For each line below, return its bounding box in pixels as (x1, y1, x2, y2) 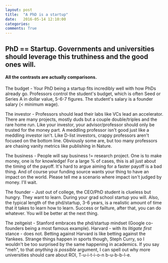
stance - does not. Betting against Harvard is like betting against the (5, 230, 146, 236)
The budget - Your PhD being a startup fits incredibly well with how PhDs (5, 85, 156, 91)
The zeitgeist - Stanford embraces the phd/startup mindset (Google (5, 220, 145, 226)
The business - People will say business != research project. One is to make (5, 152, 162, 158)
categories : (5, 21, 30, 27)
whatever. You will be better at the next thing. (5, 210, 99, 216)
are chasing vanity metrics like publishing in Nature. (5, 143, 112, 149)
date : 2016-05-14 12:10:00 (5, 17, 66, 22)
